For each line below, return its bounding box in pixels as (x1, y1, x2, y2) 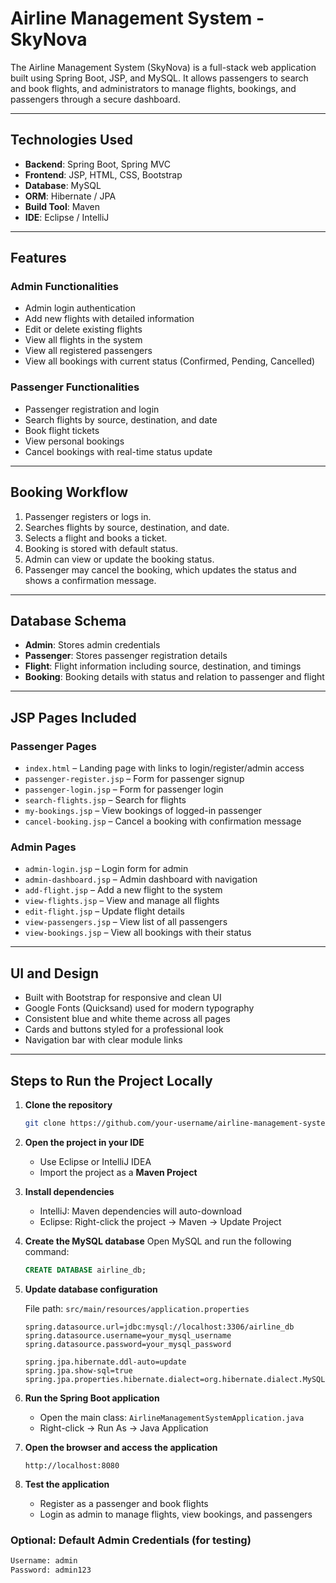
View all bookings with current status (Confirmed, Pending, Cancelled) (24, 355, 316, 367)
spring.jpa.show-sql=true (24, 1365, 133, 1376)
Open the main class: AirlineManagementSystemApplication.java (39, 1411, 305, 1423)
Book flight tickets (24, 424, 100, 436)
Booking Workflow (10, 484, 129, 501)
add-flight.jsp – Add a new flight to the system (24, 884, 223, 896)
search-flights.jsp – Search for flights (24, 794, 187, 806)
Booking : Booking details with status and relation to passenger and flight (24, 671, 325, 683)
